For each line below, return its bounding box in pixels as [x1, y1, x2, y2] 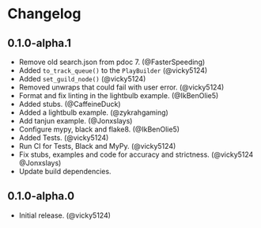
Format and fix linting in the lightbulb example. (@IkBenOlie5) [18, 91, 219, 100]
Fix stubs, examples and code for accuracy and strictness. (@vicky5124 [18, 150, 254, 159]
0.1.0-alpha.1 [7, 36, 72, 50]
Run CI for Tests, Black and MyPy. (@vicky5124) [18, 142, 176, 150]
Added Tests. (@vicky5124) [18, 133, 109, 142]
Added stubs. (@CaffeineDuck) [18, 100, 121, 108]
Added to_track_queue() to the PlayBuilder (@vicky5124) [18, 66, 208, 75]
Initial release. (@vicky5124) [18, 211, 112, 220]
